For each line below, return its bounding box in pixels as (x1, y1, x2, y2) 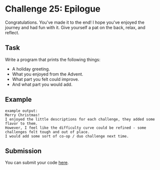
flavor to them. (5, 121, 38, 126)
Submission (5, 147, 42, 155)
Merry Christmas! (5, 112, 40, 117)
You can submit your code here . (5, 160, 69, 166)
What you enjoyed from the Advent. (12, 71, 83, 77)
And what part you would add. (12, 81, 73, 87)
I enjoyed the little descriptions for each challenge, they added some (5, 117, 155, 122)
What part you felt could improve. (12, 76, 79, 82)
